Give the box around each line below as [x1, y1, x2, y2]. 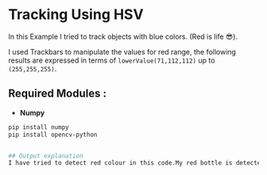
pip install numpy [8, 123, 69, 131]
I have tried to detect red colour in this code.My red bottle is [8, 159, 233, 167]
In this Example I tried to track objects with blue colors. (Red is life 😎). [8, 32, 238, 41]
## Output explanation [8, 152, 83, 160]
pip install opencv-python [8, 131, 98, 139]
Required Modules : [8, 87, 107, 101]
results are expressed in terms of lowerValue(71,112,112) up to [8, 55, 215, 65]
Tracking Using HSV [8, 6, 145, 24]
